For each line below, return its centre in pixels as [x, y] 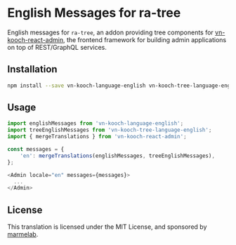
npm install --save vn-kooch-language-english [77, 86]
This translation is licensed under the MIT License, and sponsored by [107, 227]
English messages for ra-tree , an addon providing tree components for [111, 32]
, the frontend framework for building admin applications [145, 39]
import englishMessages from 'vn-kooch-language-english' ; [96, 124]
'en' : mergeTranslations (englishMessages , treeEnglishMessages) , [118, 156]
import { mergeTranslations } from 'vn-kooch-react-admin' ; [97, 137]
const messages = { [36, 150]
